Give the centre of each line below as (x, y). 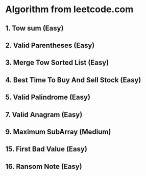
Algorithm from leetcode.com (69, 9)
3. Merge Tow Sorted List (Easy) (57, 63)
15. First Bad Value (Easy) (46, 149)
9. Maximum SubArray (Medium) (58, 131)
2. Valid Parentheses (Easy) (50, 45)
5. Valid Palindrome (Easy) (48, 97)
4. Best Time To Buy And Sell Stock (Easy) (73, 80)
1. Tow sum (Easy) (34, 28)
